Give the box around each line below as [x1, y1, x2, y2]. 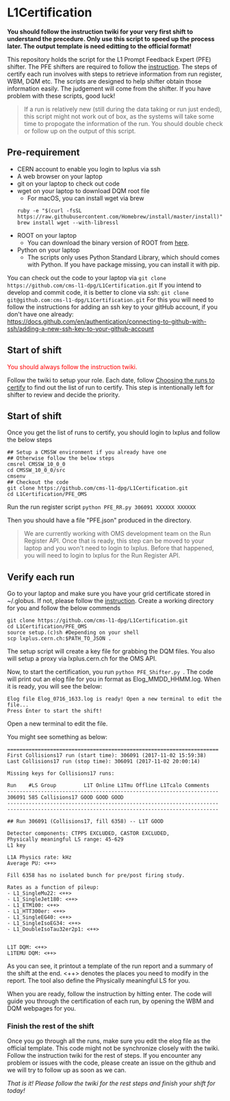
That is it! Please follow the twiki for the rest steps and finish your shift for [7, 1079, 216, 1087]
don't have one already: [7, 310, 74, 318]
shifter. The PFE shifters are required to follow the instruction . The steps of [7, 62, 218, 71]
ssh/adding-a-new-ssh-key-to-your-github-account [7, 324, 154, 333]
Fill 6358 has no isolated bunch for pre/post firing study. [7, 872, 186, 879]
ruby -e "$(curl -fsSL [16, 207, 82, 214]
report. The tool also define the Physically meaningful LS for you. [7, 976, 190, 985]
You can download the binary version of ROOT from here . [27, 238, 190, 247]
